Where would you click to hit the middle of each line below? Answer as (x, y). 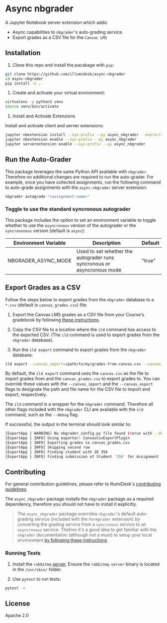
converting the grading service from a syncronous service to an (82, 525)
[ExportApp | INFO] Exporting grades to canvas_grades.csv (68, 443)
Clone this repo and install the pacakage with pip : (63, 65)
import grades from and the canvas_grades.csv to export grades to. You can (83, 379)
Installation (23, 53)
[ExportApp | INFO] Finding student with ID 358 (56, 452)
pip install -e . (23, 83)
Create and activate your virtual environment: (59, 93)
